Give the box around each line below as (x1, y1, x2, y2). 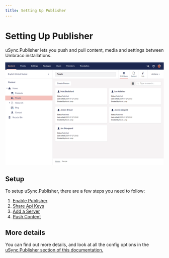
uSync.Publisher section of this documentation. (5, 247, 104, 253)
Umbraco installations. (5, 52, 52, 58)
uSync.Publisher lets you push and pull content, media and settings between (5, 47, 164, 53)
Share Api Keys (12, 203, 44, 209)
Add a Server (12, 208, 40, 214)
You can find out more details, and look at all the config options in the (5, 241, 149, 247)
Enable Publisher (12, 198, 48, 204)
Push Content (12, 214, 41, 220)
